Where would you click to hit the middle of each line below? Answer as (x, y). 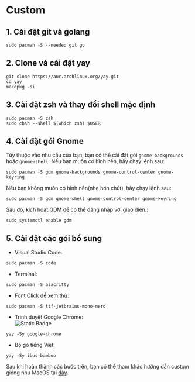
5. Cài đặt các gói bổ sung (54, 238)
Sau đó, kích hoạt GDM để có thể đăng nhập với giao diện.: (77, 210)
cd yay (14, 82)
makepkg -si (20, 87)
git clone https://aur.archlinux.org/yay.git (62, 77)
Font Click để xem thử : (42, 295)
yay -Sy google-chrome (34, 334)
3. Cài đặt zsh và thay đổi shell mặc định (81, 105)
